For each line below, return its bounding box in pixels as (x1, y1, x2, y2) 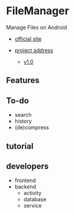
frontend (14, 177, 37, 184)
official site (14, 35, 42, 42)
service (23, 202, 43, 209)
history (14, 117, 32, 125)
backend (14, 183, 37, 190)
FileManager (6, 4, 70, 18)
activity (23, 190, 42, 197)
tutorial (6, 141, 34, 151)
